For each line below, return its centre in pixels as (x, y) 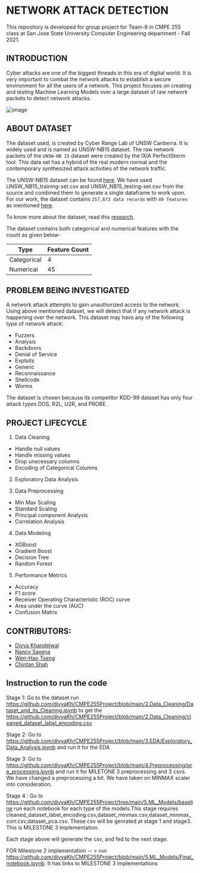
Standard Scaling (36, 509)
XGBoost (26, 545)
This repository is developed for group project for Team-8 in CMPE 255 (94, 27)
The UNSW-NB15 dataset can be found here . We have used (79, 180)
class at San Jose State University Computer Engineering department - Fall (98, 33)
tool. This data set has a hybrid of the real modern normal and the (87, 162)
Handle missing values (42, 455)
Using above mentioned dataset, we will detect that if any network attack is (98, 311)
